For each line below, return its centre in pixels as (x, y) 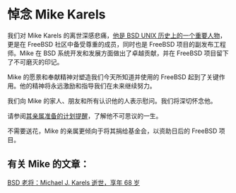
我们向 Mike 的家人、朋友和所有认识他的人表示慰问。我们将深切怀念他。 (112, 100)
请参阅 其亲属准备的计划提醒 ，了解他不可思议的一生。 (85, 116)
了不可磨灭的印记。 (35, 62)
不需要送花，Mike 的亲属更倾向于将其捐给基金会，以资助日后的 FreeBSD (112, 131)
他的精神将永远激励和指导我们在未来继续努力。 (88, 86)
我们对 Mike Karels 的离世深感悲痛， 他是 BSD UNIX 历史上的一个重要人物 (114, 35)
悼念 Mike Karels (57, 14)
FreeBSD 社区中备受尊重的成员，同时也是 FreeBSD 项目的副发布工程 (126, 44)
